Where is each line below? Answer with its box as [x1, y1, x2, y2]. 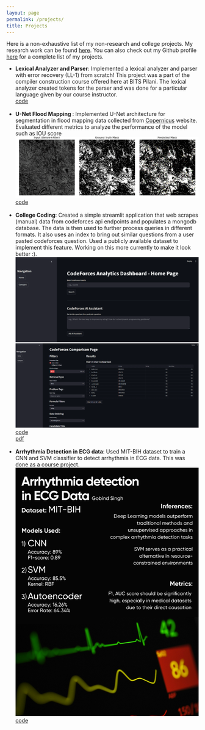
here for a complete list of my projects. [6, 53, 104, 60]
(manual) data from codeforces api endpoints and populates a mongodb [15, 218, 197, 225]
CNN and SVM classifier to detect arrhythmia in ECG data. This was [15, 455, 185, 462]
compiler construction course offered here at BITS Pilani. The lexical [15, 78, 187, 85]
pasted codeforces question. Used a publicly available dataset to [15, 237, 179, 245]
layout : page [6, 10, 40, 16]
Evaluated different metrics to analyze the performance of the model [15, 123, 188, 131]
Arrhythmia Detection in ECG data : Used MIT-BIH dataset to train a [15, 448, 185, 455]
